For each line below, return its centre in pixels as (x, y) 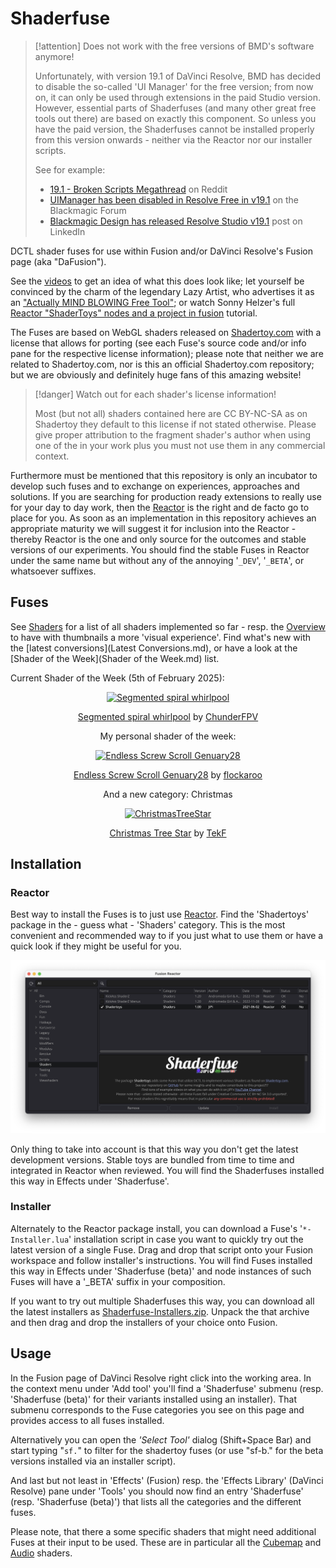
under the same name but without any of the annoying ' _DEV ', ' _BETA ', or (157, 560)
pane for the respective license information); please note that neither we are (167, 353)
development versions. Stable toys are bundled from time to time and (152, 1159)
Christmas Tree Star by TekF (168, 833)
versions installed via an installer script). (93, 1461)
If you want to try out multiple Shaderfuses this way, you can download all (162, 1301)
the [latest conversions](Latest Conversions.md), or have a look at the (154, 648)
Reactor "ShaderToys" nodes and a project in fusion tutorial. (134, 313)
